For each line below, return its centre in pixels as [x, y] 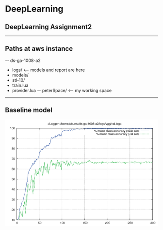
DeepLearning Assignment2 [49, 27]
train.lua [20, 85]
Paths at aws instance [39, 49]
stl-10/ [18, 80]
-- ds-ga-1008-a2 [23, 60]
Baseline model [29, 110]
